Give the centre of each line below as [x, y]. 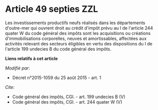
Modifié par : [18, 68]
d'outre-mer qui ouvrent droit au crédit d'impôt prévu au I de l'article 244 [79, 28]
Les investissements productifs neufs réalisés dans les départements [75, 23]
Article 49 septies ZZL [52, 9]
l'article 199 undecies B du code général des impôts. [58, 49]
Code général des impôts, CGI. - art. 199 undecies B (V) [69, 97]
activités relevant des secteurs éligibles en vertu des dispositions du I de [79, 43]
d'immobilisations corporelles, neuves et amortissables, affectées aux [76, 38]
